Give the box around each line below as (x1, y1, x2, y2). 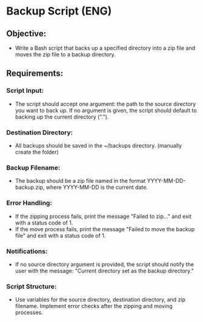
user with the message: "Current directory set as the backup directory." (15, 267, 194, 274)
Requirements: (6, 68, 64, 79)
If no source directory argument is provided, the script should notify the (15, 260, 194, 268)
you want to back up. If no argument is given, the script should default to (15, 107, 197, 114)
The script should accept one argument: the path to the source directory (15, 100, 196, 107)
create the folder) (15, 148, 59, 156)
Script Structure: (6, 282, 57, 291)
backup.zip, (15, 183, 45, 191)
